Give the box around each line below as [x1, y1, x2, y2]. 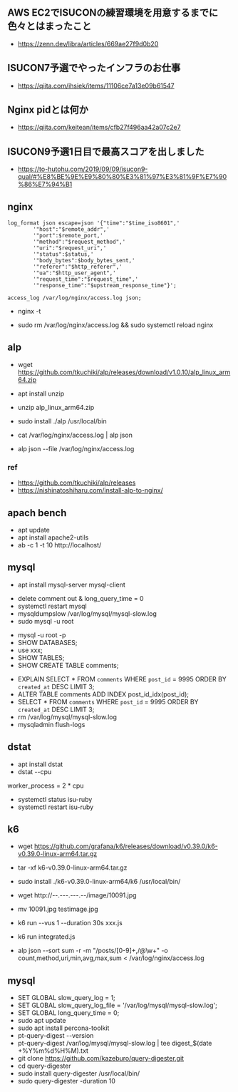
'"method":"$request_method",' [33, 238, 126, 246]
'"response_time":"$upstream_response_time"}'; [33, 282, 177, 289]
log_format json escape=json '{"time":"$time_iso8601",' [7, 220, 180, 227]
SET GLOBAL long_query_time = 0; [17, 1009, 120, 1017]
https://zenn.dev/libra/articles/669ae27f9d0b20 [17, 39, 159, 48]
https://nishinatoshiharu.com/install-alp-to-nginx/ [17, 486, 164, 495]
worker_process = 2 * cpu [7, 781, 84, 790]
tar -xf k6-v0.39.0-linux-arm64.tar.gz [17, 863, 128, 872]
